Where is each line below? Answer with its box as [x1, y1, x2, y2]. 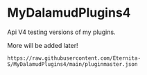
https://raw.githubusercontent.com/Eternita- [7, 54, 141, 62]
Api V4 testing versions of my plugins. [7, 28, 116, 36]
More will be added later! [7, 41, 78, 49]
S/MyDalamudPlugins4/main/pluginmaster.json [7, 60, 138, 67]
